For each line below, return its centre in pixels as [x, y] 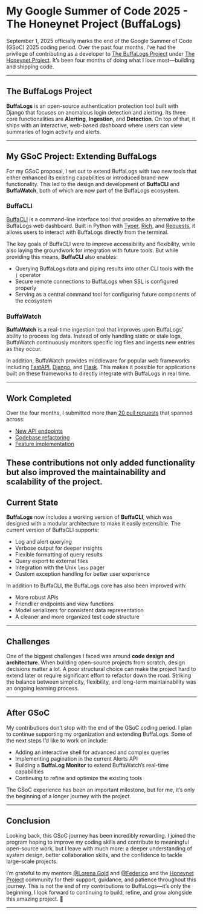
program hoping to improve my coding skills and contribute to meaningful [98, 842]
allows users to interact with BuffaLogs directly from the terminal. [88, 232]
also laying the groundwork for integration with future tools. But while [92, 250]
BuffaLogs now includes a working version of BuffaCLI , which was [90, 517]
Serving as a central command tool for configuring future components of [105, 294]
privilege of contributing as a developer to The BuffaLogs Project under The [101, 53]
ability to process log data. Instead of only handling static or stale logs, [94, 336]
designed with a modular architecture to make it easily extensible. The [94, 524]
